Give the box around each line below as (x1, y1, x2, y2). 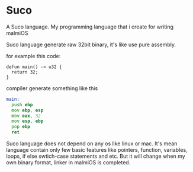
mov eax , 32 (11, 113, 41, 119)
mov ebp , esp (11, 107, 44, 113)
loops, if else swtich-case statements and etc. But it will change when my (6, 152, 185, 160)
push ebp (11, 101, 33, 107)
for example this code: (6, 52, 61, 59)
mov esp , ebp (11, 118, 44, 125)
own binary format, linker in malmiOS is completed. (6, 159, 131, 166)
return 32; (11, 69, 38, 75)
